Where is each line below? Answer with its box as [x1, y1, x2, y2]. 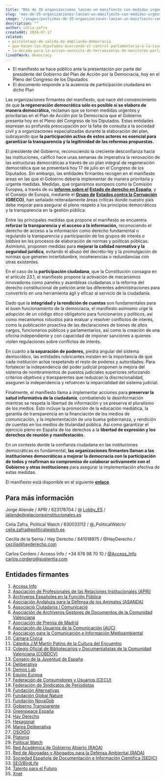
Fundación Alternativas [12, 687, 60, 693]
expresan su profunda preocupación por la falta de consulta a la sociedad [5, 123, 155, 129]
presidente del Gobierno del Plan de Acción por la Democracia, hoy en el [12, 72, 160, 77]
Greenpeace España [12, 708, 54, 714]
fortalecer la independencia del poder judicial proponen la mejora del [5, 364, 145, 370]
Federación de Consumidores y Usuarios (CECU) [12, 677, 112, 683]
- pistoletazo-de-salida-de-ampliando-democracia [7, 39, 111, 44]
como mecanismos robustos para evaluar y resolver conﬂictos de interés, [5, 317, 154, 322]
